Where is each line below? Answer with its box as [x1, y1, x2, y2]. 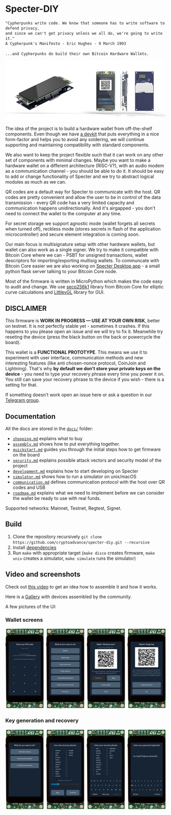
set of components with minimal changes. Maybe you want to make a [5, 157, 151, 164]
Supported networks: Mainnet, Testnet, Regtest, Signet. [5, 505, 122, 511]
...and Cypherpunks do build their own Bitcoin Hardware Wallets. [5, 51, 149, 56]
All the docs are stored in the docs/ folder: [5, 425, 93, 432]
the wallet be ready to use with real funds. [12, 495, 101, 502]
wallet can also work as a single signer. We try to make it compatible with [5, 246, 159, 253]
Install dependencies [12, 544, 57, 550]
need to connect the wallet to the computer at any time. [5, 211, 122, 217]
